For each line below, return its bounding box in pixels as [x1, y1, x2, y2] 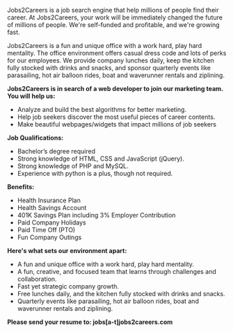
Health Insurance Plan [17, 196, 81, 204]
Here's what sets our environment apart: [7, 247, 127, 254]
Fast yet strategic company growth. [17, 282, 120, 291]
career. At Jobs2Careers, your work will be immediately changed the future [7, 13, 223, 22]
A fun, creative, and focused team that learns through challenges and [17, 268, 217, 275]
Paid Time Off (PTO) [17, 226, 76, 234]
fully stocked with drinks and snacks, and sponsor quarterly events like [7, 64, 211, 72]
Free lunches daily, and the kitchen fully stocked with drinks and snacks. [17, 290, 225, 298]
